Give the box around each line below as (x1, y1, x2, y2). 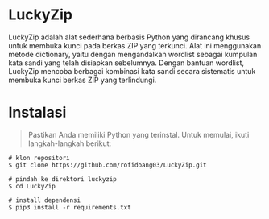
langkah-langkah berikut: (27, 138, 112, 148)
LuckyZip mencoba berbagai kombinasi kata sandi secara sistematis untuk (8, 66, 256, 76)
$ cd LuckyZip (8, 182, 56, 190)
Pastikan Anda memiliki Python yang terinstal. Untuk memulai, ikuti (27, 130, 250, 139)
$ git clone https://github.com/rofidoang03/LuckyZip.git (8, 161, 207, 169)
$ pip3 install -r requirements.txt (8, 203, 131, 211)
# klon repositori (8, 154, 70, 162)
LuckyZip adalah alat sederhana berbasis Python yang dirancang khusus (8, 32, 250, 42)
